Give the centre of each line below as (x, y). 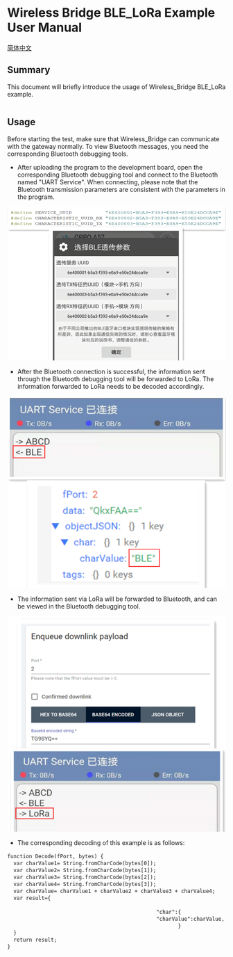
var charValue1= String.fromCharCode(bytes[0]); (85, 863)
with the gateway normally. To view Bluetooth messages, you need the (108, 146)
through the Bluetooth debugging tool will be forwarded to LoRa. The (115, 379)
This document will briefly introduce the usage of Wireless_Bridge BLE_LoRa (116, 87)
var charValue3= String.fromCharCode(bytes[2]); (85, 877)
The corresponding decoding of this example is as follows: (101, 842)
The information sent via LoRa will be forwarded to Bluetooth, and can (117, 599)
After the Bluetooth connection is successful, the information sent (111, 372)
